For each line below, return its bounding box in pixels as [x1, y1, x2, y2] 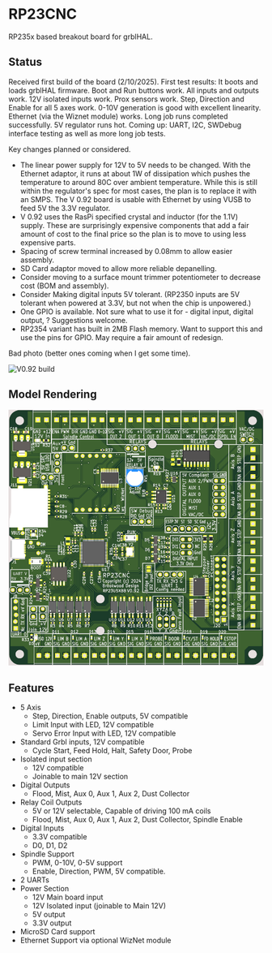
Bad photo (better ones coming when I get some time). [8, 348, 191, 358]
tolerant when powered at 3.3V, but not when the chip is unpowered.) [19, 298, 252, 308]
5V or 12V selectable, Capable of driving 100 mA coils [32, 806, 212, 816]
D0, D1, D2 [32, 841, 68, 851]
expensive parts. [19, 237, 76, 248]
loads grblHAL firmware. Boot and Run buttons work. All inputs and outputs [8, 85, 259, 95]
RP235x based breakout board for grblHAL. [8, 32, 153, 41]
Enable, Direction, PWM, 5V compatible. [32, 866, 166, 877]
